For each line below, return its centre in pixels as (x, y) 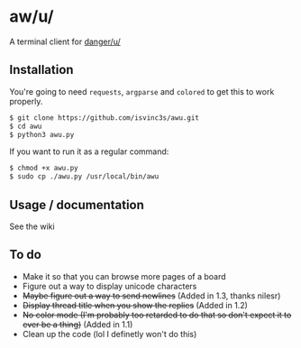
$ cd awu (26, 126)
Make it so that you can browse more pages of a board (124, 276)
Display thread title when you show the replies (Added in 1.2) (135, 305)
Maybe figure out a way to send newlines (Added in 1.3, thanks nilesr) (151, 296)
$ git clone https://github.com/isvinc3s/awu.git (105, 118)
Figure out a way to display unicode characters (109, 286)
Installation (41, 70)
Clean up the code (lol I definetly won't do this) (109, 334)
